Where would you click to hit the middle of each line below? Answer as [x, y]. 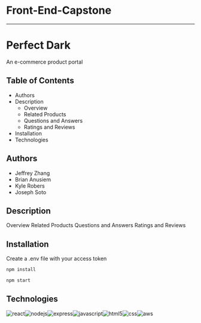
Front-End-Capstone [59, 10]
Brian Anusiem [33, 179]
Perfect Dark [38, 45]
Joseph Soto [31, 192]
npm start [19, 280]
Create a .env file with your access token [57, 259]
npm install [21, 270]
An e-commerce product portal [45, 62]
